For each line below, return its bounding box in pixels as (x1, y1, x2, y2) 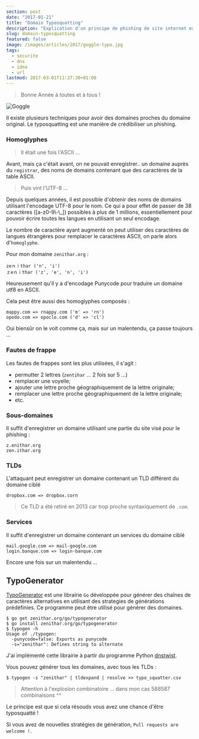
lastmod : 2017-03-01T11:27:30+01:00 (6, 75, 97, 81)
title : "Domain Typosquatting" (6, 20, 84, 26)
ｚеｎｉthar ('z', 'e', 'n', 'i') (6, 270, 89, 276)
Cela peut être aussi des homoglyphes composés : (6, 298, 130, 305)
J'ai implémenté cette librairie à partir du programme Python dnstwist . (6, 652, 177, 659)
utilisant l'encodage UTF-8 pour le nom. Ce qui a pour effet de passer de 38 (6, 203, 192, 210)
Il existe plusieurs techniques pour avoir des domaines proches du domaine (6, 114, 191, 122)
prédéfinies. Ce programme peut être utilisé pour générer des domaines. (6, 604, 184, 611)
